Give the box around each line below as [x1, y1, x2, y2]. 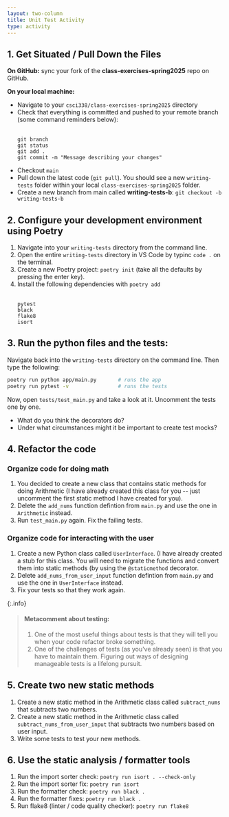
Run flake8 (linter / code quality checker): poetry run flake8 [17, 802, 189, 810]
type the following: [7, 363, 61, 371]
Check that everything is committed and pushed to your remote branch [17, 108, 219, 117]
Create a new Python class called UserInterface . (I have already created [17, 549, 222, 557]
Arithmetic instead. [17, 509, 73, 517]
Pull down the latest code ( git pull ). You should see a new [17, 174, 186, 182]
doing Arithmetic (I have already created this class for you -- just [17, 487, 201, 495]
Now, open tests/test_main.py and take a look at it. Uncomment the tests [7, 395, 217, 403]
